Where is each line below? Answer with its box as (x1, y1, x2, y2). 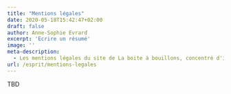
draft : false (7, 23, 45, 30)
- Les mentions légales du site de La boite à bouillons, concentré (13, 55, 214, 62)
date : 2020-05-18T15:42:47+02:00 (7, 16, 103, 23)
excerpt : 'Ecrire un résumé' (7, 36, 91, 43)
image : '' (7, 42, 36, 49)
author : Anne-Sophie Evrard (7, 29, 88, 36)
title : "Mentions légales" (7, 10, 85, 17)
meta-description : (7, 49, 60, 56)
